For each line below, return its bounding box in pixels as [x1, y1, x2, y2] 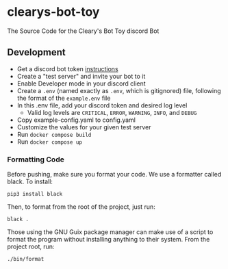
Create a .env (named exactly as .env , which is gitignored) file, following [16, 86, 221, 94]
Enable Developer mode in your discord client [16, 79, 146, 88]
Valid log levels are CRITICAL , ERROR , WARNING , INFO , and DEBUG [27, 108, 197, 116]
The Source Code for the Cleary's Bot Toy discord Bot [7, 27, 160, 35]
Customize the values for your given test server [16, 123, 151, 131]
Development [7, 47, 66, 58]
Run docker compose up [16, 138, 82, 146]
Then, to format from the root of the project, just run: [7, 203, 155, 211]
